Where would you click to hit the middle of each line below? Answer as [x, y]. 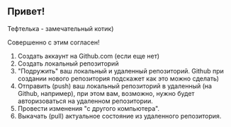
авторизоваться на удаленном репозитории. [85, 101]
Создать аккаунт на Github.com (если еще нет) [89, 56]
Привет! [26, 12]
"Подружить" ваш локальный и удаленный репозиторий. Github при [121, 71]
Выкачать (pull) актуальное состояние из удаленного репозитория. [119, 116]
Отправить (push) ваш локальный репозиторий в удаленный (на [115, 86]
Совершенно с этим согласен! [54, 42]
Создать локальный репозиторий [68, 64]
